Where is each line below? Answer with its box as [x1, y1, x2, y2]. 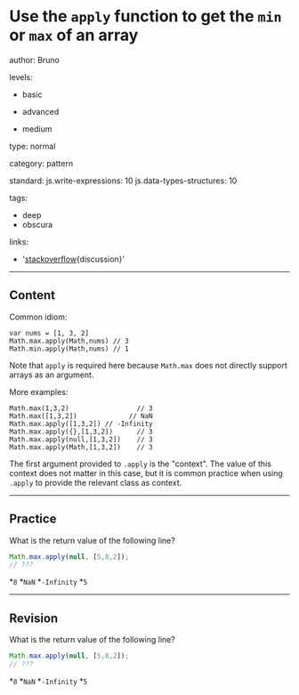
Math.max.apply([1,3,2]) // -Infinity [9, 419, 153, 428]
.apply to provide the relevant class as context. [9, 477, 182, 488]
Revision [9, 610, 59, 626]
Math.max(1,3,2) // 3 [9, 403, 153, 413]
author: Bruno [9, 54, 61, 65]
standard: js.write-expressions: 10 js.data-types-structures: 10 [9, 175, 238, 186]
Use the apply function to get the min [9, 6, 282, 27]
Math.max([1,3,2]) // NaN [9, 411, 153, 420]
